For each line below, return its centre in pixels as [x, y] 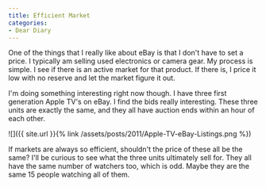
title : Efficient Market [49, 15]
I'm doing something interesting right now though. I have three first [118, 93]
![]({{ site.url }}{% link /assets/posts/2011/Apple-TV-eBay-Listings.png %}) [130, 134]
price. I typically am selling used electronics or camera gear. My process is [131, 61]
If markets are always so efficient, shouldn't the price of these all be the [125, 149]
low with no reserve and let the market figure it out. [92, 78]
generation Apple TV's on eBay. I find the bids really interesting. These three [133, 102]
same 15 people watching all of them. [69, 174]
